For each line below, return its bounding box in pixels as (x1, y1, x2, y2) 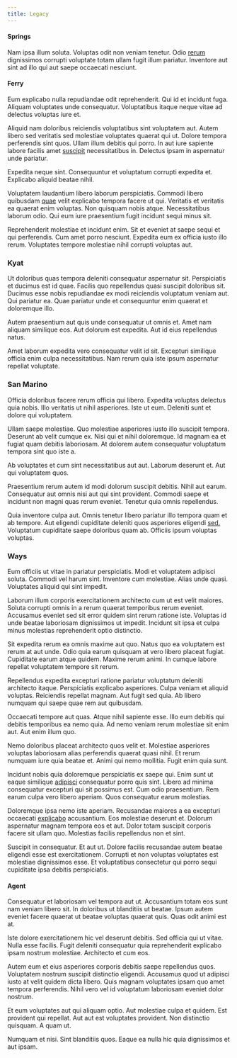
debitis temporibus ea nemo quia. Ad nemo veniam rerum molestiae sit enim (7, 720, 229, 728)
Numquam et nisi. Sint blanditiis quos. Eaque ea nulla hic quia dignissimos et (7, 1035, 230, 1044)
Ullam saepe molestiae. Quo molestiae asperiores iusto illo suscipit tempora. (7, 424, 230, 433)
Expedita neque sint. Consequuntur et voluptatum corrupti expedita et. (7, 168, 213, 176)
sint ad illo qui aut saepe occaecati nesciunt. (7, 63, 137, 72)
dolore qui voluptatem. (7, 410, 73, 419)
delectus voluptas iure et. (7, 111, 81, 119)
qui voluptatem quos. (7, 468, 69, 477)
